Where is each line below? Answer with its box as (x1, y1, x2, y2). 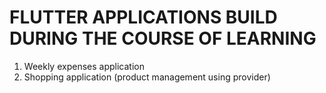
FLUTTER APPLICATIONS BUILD (9, 6, 278, 29)
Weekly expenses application (23, 60, 145, 72)
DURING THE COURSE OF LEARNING (9, 27, 317, 50)
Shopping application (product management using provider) (23, 71, 271, 83)
